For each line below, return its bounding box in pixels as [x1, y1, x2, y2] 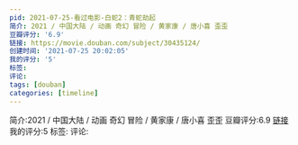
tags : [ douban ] [9, 80, 67, 89]
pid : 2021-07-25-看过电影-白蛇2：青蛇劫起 [9, 13, 156, 23]
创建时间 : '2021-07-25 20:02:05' [9, 47, 130, 56]
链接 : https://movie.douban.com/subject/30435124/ [9, 38, 201, 48]
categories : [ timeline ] [9, 88, 99, 97]
